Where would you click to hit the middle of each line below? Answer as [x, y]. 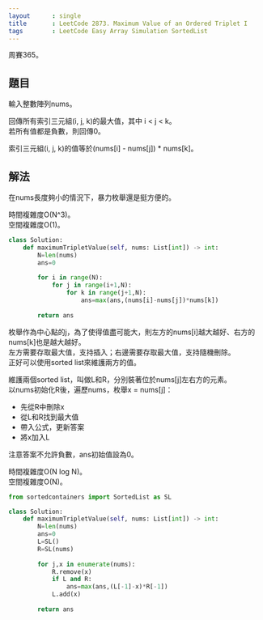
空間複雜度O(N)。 [38, 482]
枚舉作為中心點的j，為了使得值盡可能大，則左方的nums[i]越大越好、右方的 [132, 332]
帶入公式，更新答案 [52, 427]
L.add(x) [66, 595]
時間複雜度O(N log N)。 [48, 471]
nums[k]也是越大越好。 [47, 342]
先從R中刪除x [42, 406]
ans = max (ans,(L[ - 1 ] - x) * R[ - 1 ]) [117, 587]
